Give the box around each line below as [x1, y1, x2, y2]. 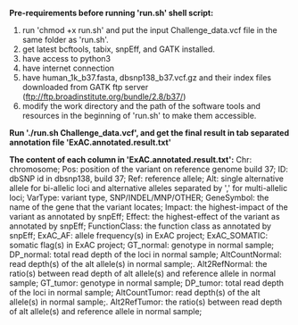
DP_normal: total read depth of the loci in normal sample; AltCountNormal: [9, 249, 283, 260]
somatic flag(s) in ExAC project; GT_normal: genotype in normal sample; [9, 240, 275, 250]
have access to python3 [21, 54, 112, 63]
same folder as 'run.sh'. [21, 35, 109, 45]
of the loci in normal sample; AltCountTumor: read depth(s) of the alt [9, 287, 261, 297]
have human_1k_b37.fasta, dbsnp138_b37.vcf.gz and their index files [21, 72, 272, 83]
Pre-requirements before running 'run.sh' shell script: [9, 8, 214, 18]
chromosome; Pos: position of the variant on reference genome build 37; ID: [9, 164, 288, 174]
